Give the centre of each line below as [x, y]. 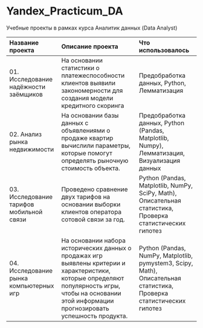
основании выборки [91, 204]
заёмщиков [26, 94]
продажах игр [82, 256]
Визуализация [159, 160]
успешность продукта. [95, 316]
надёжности [27, 87]
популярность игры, [91, 286]
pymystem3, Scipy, [166, 263]
